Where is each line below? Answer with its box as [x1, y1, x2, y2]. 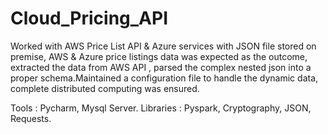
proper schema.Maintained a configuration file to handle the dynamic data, [10, 72, 319, 84]
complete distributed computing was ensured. [10, 82, 200, 94]
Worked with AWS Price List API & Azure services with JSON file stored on [10, 40, 317, 52]
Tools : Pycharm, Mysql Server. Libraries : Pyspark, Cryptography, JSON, [10, 102, 312, 114]
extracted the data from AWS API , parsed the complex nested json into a [10, 61, 312, 73]
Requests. [10, 112, 52, 124]
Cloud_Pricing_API [10, 7, 169, 30]
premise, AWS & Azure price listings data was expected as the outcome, [10, 50, 308, 62]
